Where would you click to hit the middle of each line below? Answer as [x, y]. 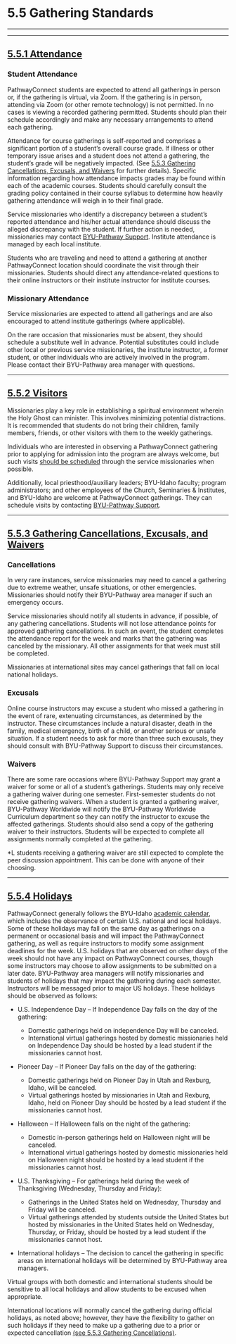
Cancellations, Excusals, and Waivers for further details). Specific [102, 170]
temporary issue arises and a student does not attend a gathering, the [108, 156]
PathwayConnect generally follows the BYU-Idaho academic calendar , [109, 913]
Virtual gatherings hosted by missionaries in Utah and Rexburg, [119, 1095]
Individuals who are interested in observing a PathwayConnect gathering [112, 446]
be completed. [28, 653]
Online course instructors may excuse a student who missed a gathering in [116, 708]
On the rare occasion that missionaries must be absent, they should [105, 334]
